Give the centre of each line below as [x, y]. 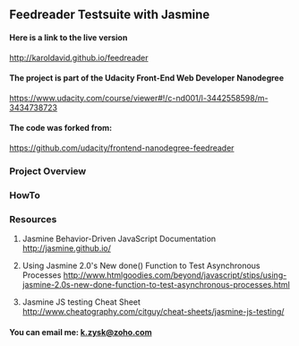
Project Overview [48, 171]
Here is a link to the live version [68, 37]
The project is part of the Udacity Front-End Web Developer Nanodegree [147, 78]
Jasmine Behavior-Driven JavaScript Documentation [119, 239]
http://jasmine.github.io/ [67, 248]
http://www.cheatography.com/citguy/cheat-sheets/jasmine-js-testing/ [153, 312]
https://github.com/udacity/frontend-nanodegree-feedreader [122, 148]
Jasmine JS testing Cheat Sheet [81, 302]
